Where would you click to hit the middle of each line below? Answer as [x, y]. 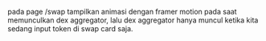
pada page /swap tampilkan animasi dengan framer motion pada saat [123, 12]
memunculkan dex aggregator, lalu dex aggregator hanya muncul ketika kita [133, 20]
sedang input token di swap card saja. [70, 29]
